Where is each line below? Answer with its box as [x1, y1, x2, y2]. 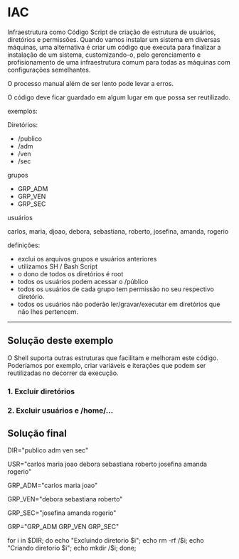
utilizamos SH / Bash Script [17, 262, 98, 271]
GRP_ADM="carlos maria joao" [7, 481, 98, 490]
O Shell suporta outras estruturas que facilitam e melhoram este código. [7, 353, 219, 362]
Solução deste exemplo [7, 335, 114, 347]
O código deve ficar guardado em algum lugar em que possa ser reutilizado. [7, 93, 231, 102]
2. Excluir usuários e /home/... [7, 406, 114, 416]
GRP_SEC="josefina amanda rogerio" [7, 509, 117, 517]
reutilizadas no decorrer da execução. [7, 369, 119, 377]
